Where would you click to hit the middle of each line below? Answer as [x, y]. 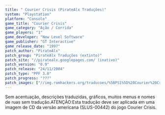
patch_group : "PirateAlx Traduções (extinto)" [54, 55]
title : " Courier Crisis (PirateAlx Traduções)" [56, 10]
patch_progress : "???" [28, 78]
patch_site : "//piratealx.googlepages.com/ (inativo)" [62, 60]
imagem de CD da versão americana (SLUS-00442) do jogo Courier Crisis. [81, 107]
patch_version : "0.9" [27, 64]
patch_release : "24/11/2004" [35, 69]
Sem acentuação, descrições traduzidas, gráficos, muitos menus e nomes [80, 97]
